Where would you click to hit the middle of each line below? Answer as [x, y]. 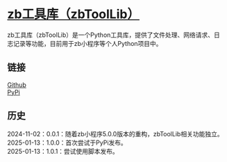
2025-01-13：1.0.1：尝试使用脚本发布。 [63, 151]
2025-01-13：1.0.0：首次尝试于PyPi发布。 [67, 143]
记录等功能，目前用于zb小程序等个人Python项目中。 [87, 43]
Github [17, 85]
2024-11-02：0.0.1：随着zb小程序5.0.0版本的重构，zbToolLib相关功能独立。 [115, 133]
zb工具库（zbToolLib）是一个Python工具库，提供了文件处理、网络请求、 [111, 35]
